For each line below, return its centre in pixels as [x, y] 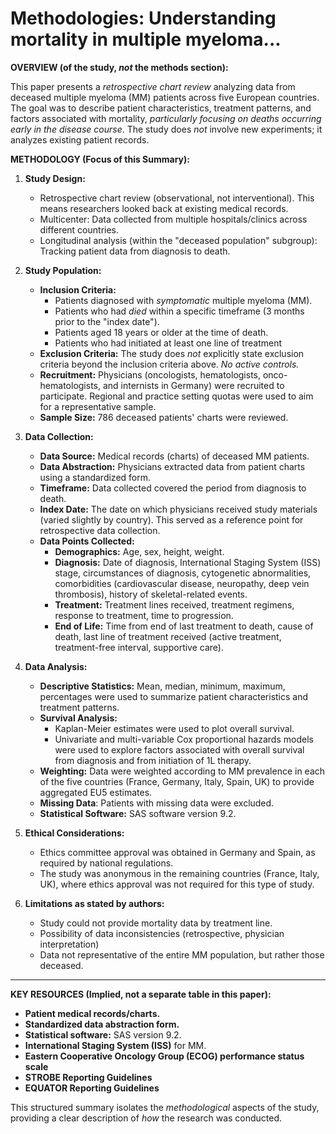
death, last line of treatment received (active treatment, [168, 636]
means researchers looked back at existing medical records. [164, 208]
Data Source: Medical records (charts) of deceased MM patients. [174, 456]
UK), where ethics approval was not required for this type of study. [177, 884]
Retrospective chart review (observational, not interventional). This [177, 198]
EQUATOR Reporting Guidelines [92, 1088]
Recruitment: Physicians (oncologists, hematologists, [150, 374]
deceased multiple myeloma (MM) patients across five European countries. [165, 97]
